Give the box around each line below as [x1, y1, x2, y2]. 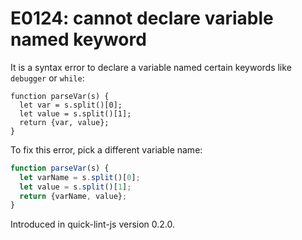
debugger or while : [10, 72, 85, 84]
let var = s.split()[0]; [19, 100, 123, 110]
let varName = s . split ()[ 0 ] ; [19, 172, 141, 182]
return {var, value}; [19, 117, 110, 127]
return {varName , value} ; [19, 191, 128, 201]
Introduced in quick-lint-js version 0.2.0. [10, 218, 176, 231]
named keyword [10, 28, 147, 51]
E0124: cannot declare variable [10, 7, 274, 30]
